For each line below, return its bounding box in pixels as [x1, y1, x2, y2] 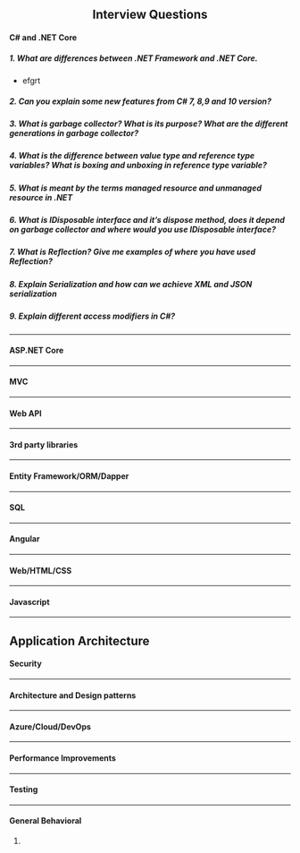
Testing [9, 784, 38, 795]
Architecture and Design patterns [9, 689, 137, 701]
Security [9, 658, 42, 670]
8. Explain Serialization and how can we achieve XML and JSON [9, 278, 253, 289]
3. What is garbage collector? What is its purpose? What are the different [9, 118, 288, 129]
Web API [9, 407, 42, 419]
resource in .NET [9, 192, 73, 202]
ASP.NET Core [9, 345, 64, 356]
